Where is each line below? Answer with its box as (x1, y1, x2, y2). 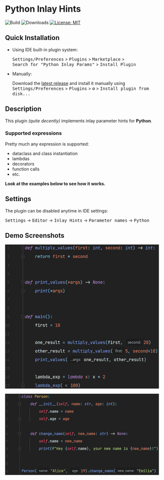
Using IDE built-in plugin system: (12, 46, 78, 52)
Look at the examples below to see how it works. (5, 181, 106, 187)
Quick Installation (5, 34, 60, 42)
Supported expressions (5, 130, 62, 137)
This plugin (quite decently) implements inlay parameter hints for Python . (5, 118, 152, 124)
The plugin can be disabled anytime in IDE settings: (5, 208, 108, 213)
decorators (12, 161, 35, 167)
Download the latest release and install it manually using (12, 80, 125, 86)
